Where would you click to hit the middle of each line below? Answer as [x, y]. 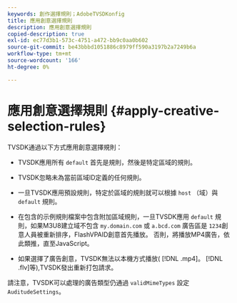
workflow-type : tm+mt [40, 54]
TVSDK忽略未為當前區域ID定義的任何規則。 [81, 177]
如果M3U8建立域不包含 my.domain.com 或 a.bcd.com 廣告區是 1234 [126, 225]
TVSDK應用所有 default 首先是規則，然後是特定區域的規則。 [107, 162]
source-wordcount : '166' [44, 61]
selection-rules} [57, 126]
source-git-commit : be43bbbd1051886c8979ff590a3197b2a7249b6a [102, 47]
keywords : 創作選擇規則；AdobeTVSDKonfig [66, 14]
